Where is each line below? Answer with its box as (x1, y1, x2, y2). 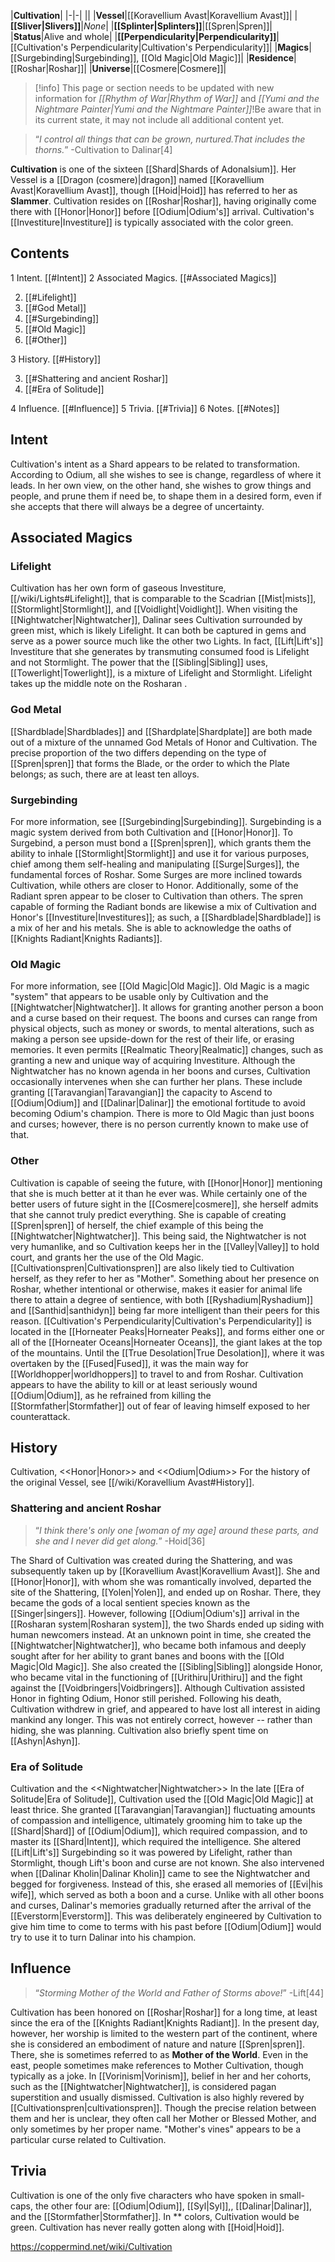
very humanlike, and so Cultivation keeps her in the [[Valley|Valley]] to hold (10, 1240, 320, 1252)
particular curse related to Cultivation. (10, 2133, 167, 2145)
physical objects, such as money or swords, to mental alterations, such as (10, 1023, 315, 1035)
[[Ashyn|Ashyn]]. (10, 1735, 81, 1747)
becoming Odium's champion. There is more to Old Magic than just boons (10, 1108, 315, 1120)
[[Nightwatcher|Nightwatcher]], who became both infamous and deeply (10, 1639, 307, 1651)
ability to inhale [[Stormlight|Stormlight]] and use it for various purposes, (10, 847, 310, 859)
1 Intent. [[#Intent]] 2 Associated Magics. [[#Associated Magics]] (10, 271, 277, 284)
